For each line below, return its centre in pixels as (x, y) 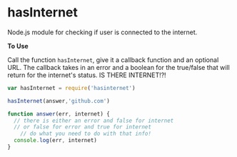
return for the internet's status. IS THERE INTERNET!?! (87, 75)
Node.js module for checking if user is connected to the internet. (102, 32)
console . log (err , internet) (56, 141)
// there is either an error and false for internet (94, 121)
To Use (18, 46)
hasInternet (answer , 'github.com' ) (59, 101)
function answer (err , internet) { (59, 114)
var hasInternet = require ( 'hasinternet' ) (71, 88)
